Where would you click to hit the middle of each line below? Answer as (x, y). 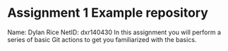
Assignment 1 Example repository (108, 13)
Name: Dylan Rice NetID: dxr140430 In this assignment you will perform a (114, 32)
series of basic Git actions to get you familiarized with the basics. (102, 39)
